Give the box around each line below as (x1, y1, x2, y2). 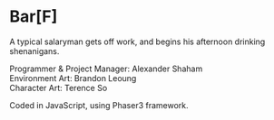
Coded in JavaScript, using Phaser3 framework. (9, 99, 189, 110)
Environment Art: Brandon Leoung (9, 72, 137, 83)
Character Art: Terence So (9, 82, 108, 93)
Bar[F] (9, 6, 58, 27)
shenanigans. (9, 45, 60, 56)
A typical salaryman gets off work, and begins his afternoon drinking (9, 36, 266, 47)
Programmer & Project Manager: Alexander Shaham (9, 63, 203, 74)
